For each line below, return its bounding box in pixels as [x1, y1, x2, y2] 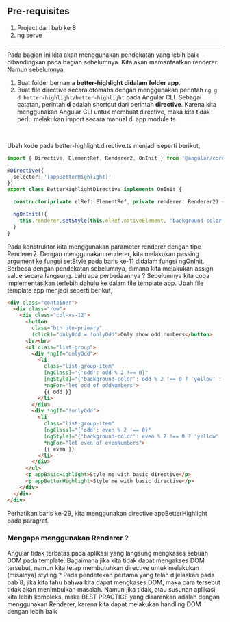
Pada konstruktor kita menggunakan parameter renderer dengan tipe [7, 242, 201, 251]
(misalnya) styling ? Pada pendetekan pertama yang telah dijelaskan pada [7, 571, 215, 579]
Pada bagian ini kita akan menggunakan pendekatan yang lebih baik [7, 51, 199, 59]
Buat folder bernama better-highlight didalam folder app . [16, 78, 181, 86]
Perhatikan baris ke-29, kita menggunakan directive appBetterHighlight [7, 509, 207, 517]
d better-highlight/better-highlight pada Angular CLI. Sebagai [16, 92, 202, 101]
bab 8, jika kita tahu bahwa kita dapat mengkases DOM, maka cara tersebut [7, 578, 220, 586]
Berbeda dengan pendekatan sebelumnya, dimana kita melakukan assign [7, 264, 214, 273]
